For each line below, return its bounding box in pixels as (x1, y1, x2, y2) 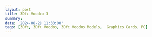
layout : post (5, 7, 31, 12)
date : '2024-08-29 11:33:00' (5, 20, 64, 25)
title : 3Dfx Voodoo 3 (5, 12, 49, 16)
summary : (5, 16, 23, 21)
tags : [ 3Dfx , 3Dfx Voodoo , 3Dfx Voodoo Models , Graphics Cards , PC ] (5, 25, 148, 30)
